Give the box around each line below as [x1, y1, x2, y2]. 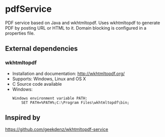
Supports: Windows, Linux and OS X [12, 75, 86, 82]
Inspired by [5, 113, 40, 122]
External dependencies [5, 44, 78, 53]
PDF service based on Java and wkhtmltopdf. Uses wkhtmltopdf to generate [5, 20, 160, 26]
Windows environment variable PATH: [12, 96, 88, 101]
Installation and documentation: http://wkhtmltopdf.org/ [12, 70, 125, 76]
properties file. [5, 30, 35, 36]
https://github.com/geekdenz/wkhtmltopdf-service [5, 127, 108, 133]
